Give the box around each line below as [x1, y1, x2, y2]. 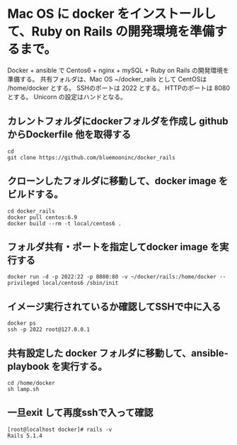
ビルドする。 [7, 188, 64, 201]
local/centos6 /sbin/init [42, 280, 119, 287]
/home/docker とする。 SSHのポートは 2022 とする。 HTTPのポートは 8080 [7, 84, 230, 92]
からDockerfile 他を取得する [7, 128, 131, 141]
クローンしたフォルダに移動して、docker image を [7, 175, 229, 187]
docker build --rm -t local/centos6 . [7, 220, 122, 227]
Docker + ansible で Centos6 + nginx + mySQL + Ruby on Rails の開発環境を [7, 66, 229, 74]
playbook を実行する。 [7, 360, 108, 372]
